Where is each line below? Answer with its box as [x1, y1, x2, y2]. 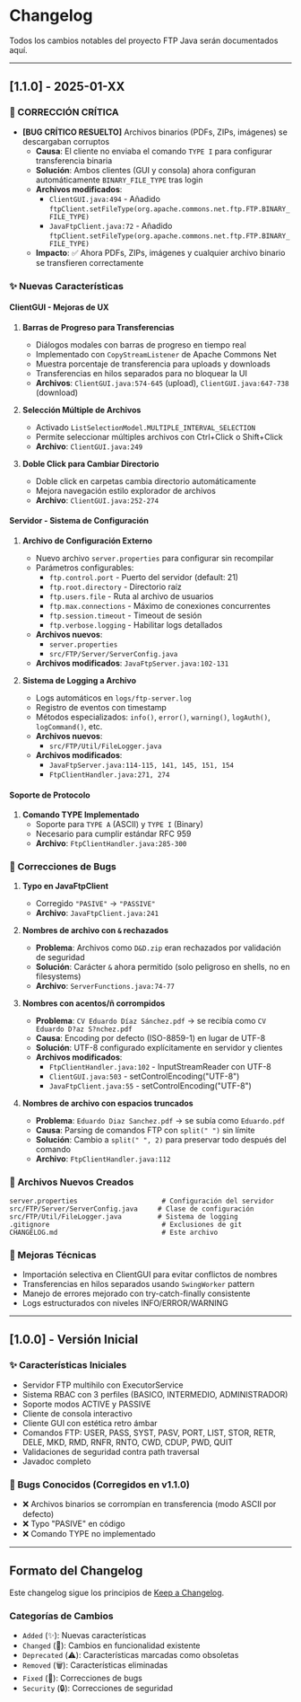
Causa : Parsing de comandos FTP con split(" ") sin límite [35, 1124, 255, 1136]
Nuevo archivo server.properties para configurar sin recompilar [35, 552, 274, 563]
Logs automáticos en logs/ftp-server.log [35, 692, 193, 703]
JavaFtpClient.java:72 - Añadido [48, 220, 173, 231]
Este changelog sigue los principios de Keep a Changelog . [9, 1587, 225, 1598]
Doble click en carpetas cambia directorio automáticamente [35, 475, 257, 486]
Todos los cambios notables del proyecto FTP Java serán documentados [9, 35, 279, 46]
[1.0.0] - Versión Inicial [9, 1332, 139, 1347]
